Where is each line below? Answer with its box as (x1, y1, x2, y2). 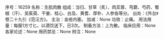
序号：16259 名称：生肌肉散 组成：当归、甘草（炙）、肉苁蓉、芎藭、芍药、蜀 (5, 4, 159, 10)
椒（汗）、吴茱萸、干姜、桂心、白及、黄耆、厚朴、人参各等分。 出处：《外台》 (5, 10, 159, 16)
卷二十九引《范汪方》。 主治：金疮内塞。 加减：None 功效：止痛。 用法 (5, 17, 148, 22)
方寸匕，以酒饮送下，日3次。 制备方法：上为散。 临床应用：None (23, 22, 156, 28)
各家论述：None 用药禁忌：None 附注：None (5, 29, 96, 34)
